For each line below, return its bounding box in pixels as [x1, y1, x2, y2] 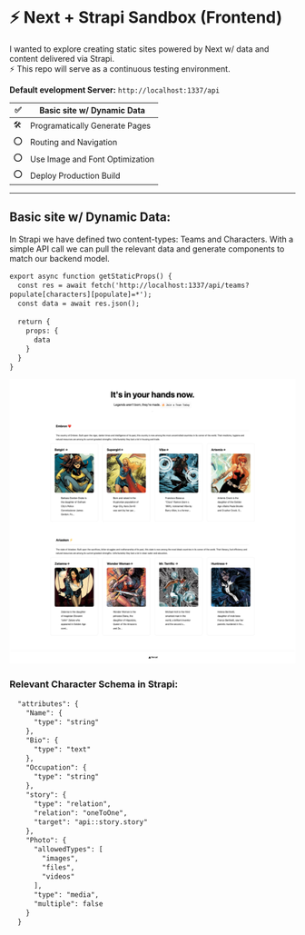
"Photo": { [25, 836, 67, 845]
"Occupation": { [25, 763, 88, 772]
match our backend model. [9, 253, 111, 264]
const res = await [17, 281, 88, 290]
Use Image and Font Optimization [30, 154, 155, 164]
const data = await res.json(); [17, 299, 141, 308]
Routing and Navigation [30, 137, 118, 148]
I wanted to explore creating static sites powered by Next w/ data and [9, 43, 270, 55]
